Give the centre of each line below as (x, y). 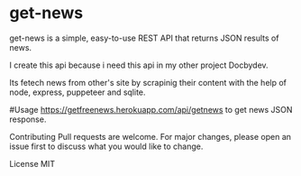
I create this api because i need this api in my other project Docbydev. (139, 65)
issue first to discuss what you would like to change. (106, 146)
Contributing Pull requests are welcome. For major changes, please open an (150, 136)
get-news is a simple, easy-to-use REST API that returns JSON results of (144, 38)
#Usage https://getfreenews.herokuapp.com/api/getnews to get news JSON (151, 109)
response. (28, 119)
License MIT (32, 163)
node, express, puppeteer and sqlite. (78, 92)
